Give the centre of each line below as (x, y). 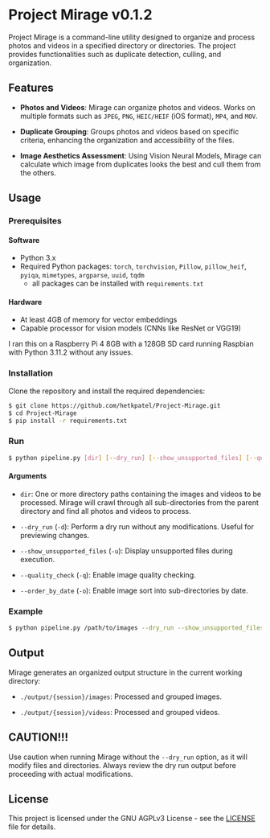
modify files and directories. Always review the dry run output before (123, 765)
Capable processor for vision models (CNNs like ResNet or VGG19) (130, 328)
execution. (37, 559)
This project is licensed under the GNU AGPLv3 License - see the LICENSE (132, 819)
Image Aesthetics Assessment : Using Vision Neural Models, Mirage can (141, 155)
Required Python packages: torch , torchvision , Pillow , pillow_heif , (133, 266)
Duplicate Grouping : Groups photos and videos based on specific (129, 131)
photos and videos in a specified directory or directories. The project (122, 45)
